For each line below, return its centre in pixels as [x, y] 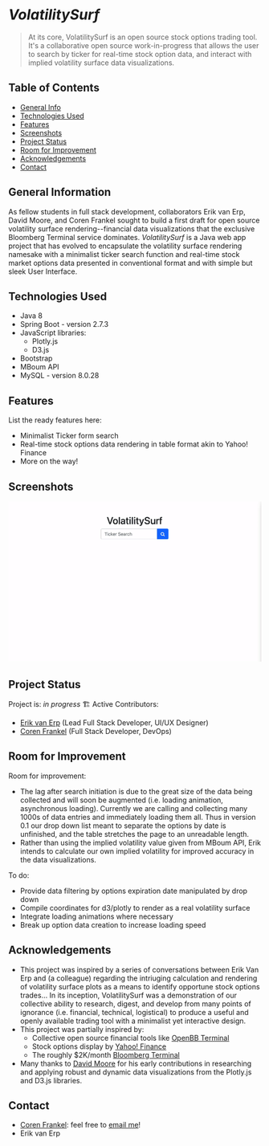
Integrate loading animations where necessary [97, 916]
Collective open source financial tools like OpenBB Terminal [130, 1038]
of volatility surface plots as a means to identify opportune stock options [140, 986]
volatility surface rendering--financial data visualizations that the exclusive [132, 228]
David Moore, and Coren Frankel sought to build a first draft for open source [134, 220]
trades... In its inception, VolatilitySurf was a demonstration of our [128, 995]
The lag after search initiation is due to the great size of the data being [136, 791]
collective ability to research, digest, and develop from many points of [135, 1003]
